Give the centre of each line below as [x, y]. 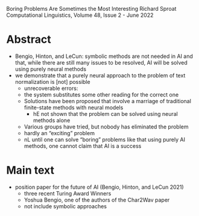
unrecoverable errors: [51, 88]
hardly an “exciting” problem [59, 133]
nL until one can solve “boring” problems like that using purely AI [105, 139]
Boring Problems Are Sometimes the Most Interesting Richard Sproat [91, 9]
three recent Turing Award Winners [68, 193]
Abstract [29, 40]
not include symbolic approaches [65, 206]
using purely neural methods [50, 69]
